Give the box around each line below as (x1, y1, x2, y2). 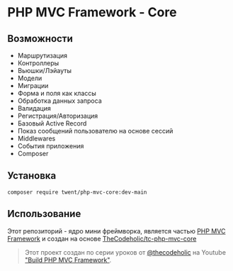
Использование (7, 208, 81, 220)
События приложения (17, 142, 84, 150)
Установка (7, 170, 57, 182)
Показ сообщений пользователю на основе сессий (17, 127, 174, 135)
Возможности (7, 33, 73, 45)
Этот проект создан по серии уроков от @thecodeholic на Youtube (24, 248, 227, 256)
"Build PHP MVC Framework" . (24, 255, 112, 264)
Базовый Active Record (17, 119, 87, 128)
